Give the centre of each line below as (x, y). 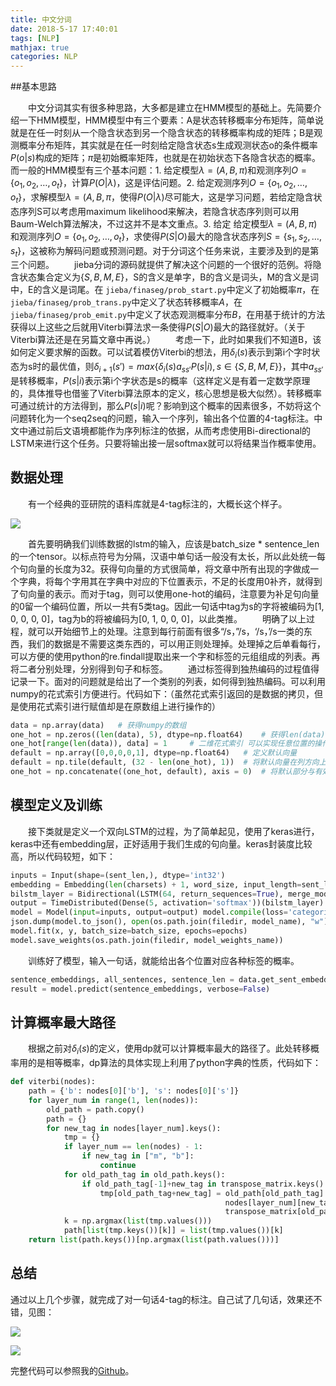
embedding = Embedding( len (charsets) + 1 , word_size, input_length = (156, 884)
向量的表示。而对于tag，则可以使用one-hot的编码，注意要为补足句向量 (173, 593)
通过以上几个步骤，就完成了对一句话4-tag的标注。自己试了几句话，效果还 (162, 1299)
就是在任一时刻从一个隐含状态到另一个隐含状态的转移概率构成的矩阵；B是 (162, 133)
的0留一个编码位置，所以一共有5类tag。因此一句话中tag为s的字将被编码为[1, (167, 606)
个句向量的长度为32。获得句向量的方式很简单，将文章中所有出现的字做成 (160, 568)
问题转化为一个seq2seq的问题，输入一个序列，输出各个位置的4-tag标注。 (162, 418)
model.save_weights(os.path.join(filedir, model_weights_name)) (147, 940)
